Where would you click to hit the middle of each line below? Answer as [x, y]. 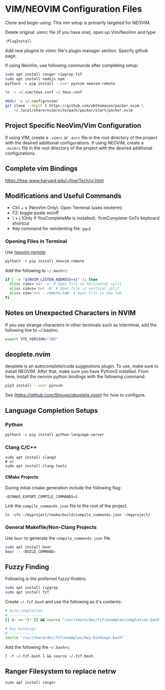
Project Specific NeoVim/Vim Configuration [73, 126]
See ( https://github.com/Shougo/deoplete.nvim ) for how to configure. [76, 395]
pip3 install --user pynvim [34, 386]
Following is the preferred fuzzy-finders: [46, 579]
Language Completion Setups [52, 411]
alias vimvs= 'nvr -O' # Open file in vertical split [65, 288]
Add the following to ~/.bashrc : [37, 270]
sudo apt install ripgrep [31, 588]
